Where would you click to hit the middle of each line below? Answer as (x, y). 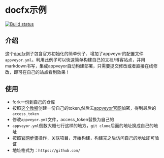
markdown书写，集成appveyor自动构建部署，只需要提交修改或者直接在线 (79, 66)
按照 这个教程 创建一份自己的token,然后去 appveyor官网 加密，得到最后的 (84, 108)
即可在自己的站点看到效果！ (42, 72)
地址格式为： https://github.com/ (46, 150)
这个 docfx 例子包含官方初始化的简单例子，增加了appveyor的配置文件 (74, 53)
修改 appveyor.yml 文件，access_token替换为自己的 (63, 119)
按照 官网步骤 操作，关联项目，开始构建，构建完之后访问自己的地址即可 (83, 138)
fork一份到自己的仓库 (34, 102)
